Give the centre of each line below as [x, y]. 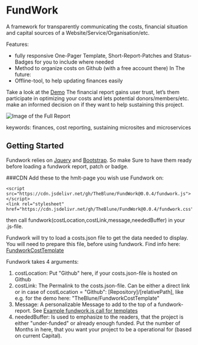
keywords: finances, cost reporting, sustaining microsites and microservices [99, 127]
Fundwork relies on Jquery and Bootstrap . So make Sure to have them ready [99, 160]
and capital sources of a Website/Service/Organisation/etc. [78, 32]
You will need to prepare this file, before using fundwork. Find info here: [93, 244]
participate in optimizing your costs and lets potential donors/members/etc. [98, 98]
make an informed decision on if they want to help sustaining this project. [95, 104]
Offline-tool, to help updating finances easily [69, 81]
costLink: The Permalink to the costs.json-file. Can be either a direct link [102, 286]
